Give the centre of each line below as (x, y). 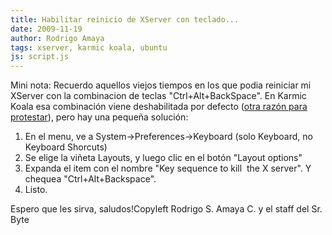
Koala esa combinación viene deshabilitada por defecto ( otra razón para (159, 107)
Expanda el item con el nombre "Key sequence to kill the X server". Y (168, 168)
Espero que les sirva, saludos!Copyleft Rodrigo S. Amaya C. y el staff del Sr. (166, 209)
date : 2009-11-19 (46, 29)
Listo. (36, 190)
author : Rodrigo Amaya (57, 38)
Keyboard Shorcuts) (66, 147)
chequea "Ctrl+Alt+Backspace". (90, 179)
